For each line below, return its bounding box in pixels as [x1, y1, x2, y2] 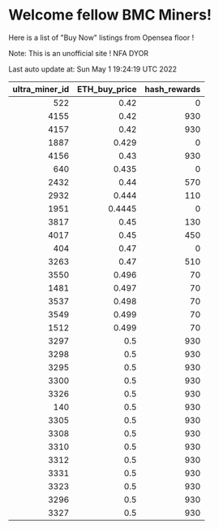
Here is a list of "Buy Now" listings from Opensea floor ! [8, 33, 195, 42]
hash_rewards [144, 83, 201, 94]
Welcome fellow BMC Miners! [8, 6, 213, 24]
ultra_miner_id [12, 83, 70, 94]
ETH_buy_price [76, 83, 137, 94]
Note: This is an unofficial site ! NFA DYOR [8, 48, 148, 58]
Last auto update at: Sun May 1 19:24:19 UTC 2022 [8, 63, 177, 74]
